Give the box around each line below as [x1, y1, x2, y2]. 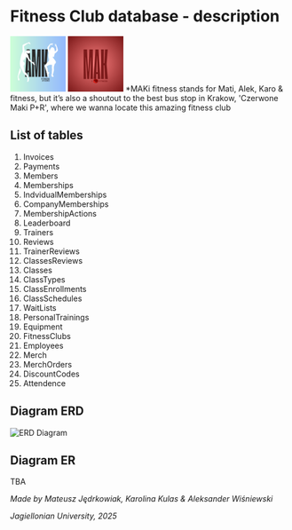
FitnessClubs [22, 330, 72, 341]
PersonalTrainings [22, 312, 90, 322]
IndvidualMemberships [22, 189, 107, 200]
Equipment [22, 321, 63, 332]
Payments [22, 161, 60, 171]
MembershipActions [22, 208, 97, 218]
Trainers [22, 226, 54, 237]
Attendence [22, 377, 66, 388]
